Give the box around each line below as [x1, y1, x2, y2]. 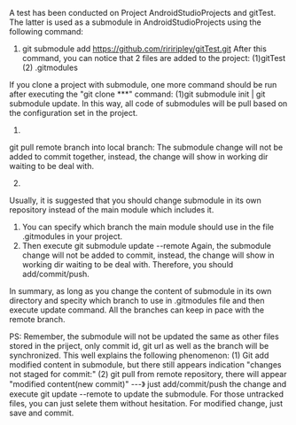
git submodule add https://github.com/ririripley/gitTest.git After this [21, 43, 268, 54]
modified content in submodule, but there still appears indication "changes [9, 359, 282, 370]
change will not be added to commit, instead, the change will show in [21, 250, 275, 260]
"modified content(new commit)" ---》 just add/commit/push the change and [9, 379, 287, 389]
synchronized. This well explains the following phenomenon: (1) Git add [9, 350, 269, 360]
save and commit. [9, 407, 74, 418]
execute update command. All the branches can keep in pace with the [9, 305, 264, 315]
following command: [9, 27, 84, 36]
